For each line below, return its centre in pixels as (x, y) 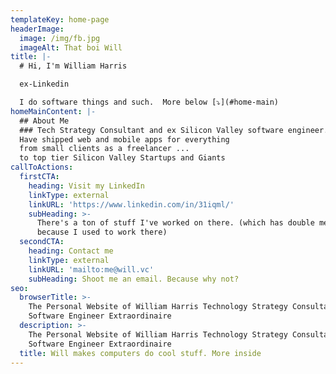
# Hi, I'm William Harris (73, 66)
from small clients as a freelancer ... (104, 149)
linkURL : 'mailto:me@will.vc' (91, 269)
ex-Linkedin (44, 84)
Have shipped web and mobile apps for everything (124, 139)
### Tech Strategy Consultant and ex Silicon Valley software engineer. (174, 130)
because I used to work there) (102, 232)
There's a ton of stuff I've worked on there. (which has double (175, 223)
